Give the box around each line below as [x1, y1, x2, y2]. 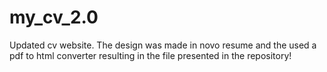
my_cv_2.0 [9, 6, 99, 29]
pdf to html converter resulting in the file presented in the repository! [9, 49, 292, 61]
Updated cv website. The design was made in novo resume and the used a [9, 39, 317, 51]
